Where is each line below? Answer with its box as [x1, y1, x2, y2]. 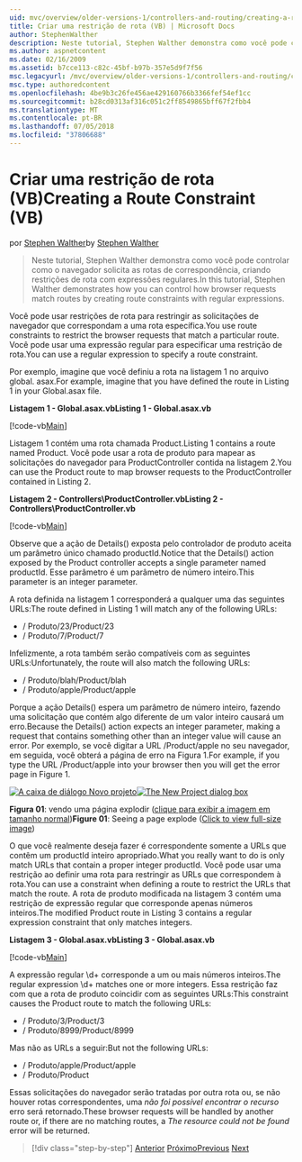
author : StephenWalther [9, 30, 99, 39]
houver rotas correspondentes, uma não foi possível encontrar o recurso [9, 1096, 280, 1107]
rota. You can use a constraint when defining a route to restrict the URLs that [9, 878, 291, 889]
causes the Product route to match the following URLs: [9, 997, 212, 1009]
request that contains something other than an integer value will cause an [9, 731, 281, 741]
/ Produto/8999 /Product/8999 [22, 1024, 135, 1036]
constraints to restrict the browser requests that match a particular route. [9, 330, 280, 340]
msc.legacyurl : [9, 72, 67, 81]
